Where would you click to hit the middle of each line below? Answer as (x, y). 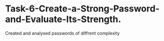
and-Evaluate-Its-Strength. (63, 19)
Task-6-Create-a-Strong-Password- (82, 9)
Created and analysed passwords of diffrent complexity (62, 33)
